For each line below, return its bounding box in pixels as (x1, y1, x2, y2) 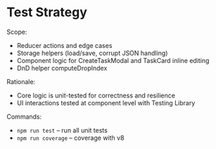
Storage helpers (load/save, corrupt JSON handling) (16, 49, 168, 57)
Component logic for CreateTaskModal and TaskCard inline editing (16, 56, 210, 64)
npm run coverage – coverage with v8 (16, 133, 125, 142)
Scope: (6, 28, 27, 36)
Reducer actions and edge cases (16, 41, 113, 49)
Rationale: (6, 77, 36, 85)
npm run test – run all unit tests (16, 126, 108, 134)
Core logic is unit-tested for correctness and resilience (16, 91, 175, 100)
